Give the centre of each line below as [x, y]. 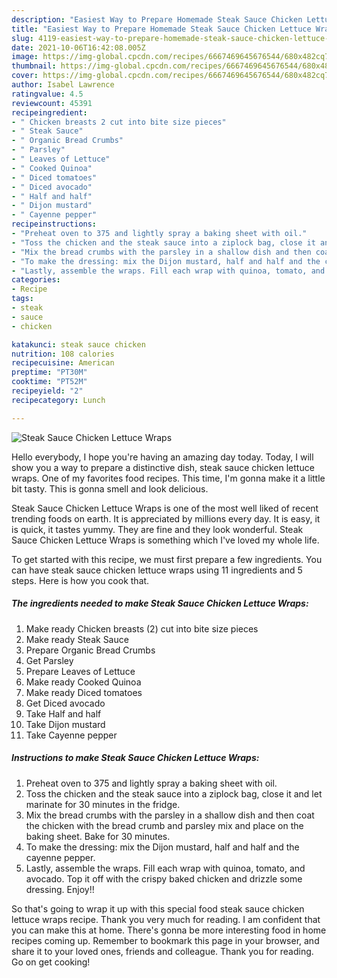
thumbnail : [34, 66]
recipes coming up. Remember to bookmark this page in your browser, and [165, 940]
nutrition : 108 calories [63, 354]
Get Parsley [49, 660]
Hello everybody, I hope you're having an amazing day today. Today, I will [162, 457]
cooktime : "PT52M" [49, 382]
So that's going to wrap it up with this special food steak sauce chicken [158, 908]
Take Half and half [63, 713]
